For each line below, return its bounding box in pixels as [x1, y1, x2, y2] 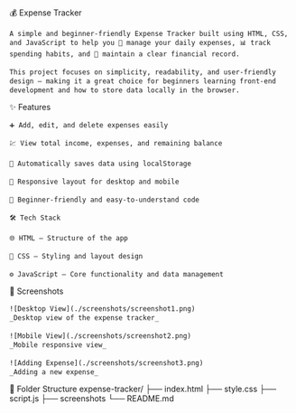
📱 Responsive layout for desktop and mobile [9, 177, 180, 186]
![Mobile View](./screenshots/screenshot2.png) [9, 332, 192, 341]
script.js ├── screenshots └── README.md [9, 393, 174, 404]
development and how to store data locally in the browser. [9, 86, 241, 95]
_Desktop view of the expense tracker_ [9, 314, 160, 323]
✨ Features [9, 102, 51, 112]
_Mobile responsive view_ [9, 341, 106, 350]
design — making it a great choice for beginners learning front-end [9, 77, 277, 86]
